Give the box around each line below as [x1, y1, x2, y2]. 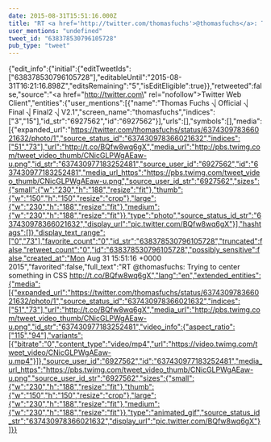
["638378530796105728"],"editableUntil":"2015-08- [8, 73, 182, 82]
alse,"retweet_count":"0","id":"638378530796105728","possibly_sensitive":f [8, 245, 261, 255]
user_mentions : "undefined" [8, 27, 103, 35]
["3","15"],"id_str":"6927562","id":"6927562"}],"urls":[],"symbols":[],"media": [8, 116, 262, 126]
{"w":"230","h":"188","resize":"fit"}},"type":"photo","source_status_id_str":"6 [8, 211, 262, 220]
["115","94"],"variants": [8, 331, 83, 340]
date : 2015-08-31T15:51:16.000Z [8, 11, 117, 20]
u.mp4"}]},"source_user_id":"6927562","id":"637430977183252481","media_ [8, 357, 263, 366]
